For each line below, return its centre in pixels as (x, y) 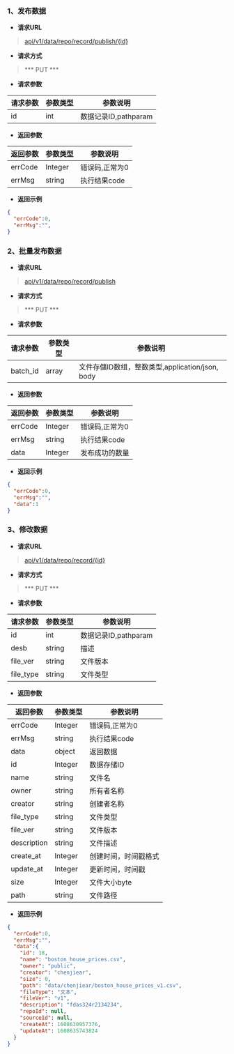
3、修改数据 (28, 530)
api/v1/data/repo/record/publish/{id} (76, 41)
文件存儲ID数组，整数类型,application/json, (149, 367)
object (65, 751)
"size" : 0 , (36, 979)
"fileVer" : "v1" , (45, 998)
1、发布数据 (27, 10)
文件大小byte (111, 882)
